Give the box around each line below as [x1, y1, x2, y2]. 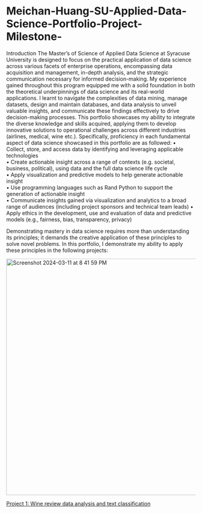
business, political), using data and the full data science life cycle [6, 164, 168, 172]
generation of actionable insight [6, 190, 85, 197]
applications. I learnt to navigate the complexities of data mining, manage [6, 94, 188, 102]
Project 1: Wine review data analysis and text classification [6, 500, 151, 507]
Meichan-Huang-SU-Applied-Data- [6, 4, 187, 18]
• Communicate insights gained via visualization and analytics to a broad [6, 197, 186, 204]
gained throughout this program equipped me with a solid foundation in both [6, 81, 195, 88]
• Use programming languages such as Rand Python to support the [6, 183, 173, 191]
